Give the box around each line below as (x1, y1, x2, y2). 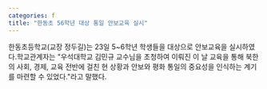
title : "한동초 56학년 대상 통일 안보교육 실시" (8, 19, 148, 27)
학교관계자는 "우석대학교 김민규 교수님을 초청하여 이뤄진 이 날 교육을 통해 (16, 52, 245, 61)
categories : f (8, 11, 56, 20)
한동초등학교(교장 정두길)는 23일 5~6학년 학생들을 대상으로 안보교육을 (8, 41, 228, 52)
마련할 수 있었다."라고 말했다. (16, 72, 107, 81)
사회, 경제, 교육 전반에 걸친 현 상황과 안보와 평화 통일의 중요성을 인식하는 (16, 61, 242, 72)
